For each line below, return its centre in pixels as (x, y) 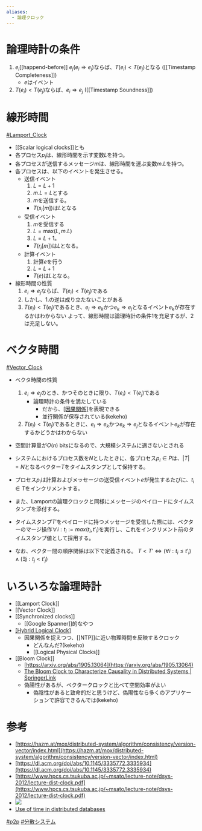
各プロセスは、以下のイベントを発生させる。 (71, 171)
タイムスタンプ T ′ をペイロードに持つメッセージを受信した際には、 (96, 522)
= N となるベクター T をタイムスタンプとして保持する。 (82, 467)
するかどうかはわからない (56, 432)
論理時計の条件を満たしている (70, 401)
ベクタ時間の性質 (36, 380)
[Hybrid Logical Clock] (43, 631)
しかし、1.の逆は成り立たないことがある (74, 300)
